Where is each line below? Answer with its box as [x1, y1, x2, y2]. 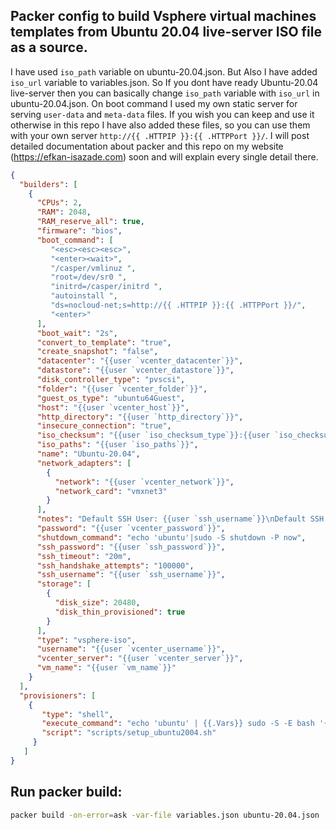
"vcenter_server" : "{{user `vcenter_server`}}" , [36, 654, 244, 664]
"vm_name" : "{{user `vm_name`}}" [36, 663, 177, 673]
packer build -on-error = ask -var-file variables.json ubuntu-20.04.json [10, 810, 320, 820]
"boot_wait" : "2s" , [36, 328, 118, 338]
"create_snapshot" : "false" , [36, 347, 159, 357]
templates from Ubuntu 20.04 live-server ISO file [10, 24, 322, 41]
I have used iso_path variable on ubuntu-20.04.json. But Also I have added [10, 65, 318, 78]
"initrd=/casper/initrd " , [50, 282, 163, 292]
